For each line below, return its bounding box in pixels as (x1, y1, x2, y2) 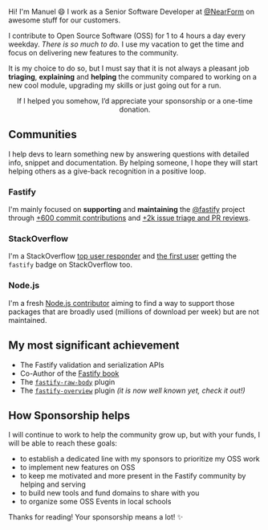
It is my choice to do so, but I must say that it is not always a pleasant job (8, 63, 250, 73)
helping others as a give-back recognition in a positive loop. (8, 166, 206, 176)
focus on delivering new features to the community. (8, 48, 179, 57)
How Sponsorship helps (8, 409, 131, 422)
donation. (119, 104, 151, 114)
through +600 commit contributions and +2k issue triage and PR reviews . (8, 213, 251, 223)
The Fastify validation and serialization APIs (19, 360, 164, 369)
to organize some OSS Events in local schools (19, 497, 172, 507)
